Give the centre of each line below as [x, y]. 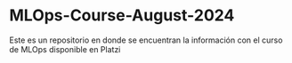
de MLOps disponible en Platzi [65, 49]
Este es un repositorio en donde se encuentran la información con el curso [146, 40]
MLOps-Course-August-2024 [122, 16]
